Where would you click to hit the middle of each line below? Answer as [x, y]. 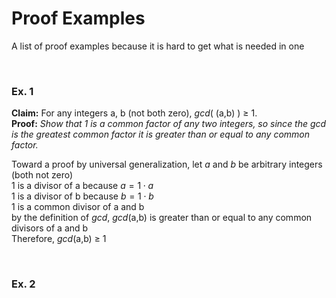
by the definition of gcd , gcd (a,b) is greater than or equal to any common [162, 218]
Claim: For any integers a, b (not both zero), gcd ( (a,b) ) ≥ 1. [134, 113]
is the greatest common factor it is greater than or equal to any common [161, 134]
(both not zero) [42, 175]
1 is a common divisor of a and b [78, 207]
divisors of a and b [50, 228]
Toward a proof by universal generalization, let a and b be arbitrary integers [167, 164]
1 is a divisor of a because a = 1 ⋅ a [82, 186]
